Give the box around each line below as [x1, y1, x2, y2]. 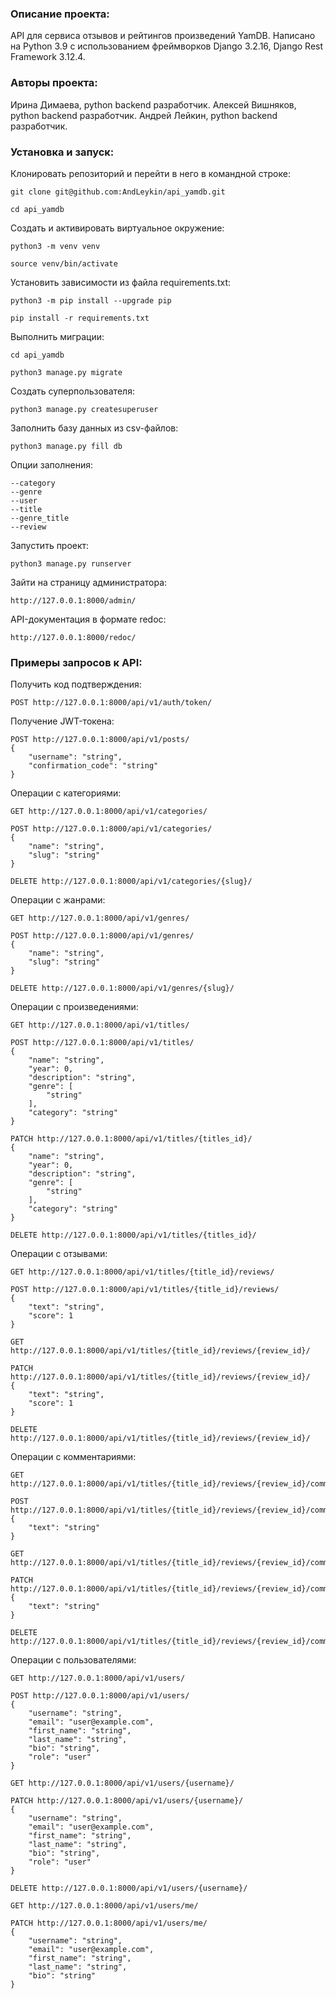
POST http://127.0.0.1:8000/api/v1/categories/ [10, 824, 213, 834]
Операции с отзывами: [10, 1248, 108, 1260]
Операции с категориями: [10, 787, 122, 799]
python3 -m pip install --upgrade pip [10, 295, 172, 306]
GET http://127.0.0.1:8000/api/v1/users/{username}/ [10, 1778, 235, 1789]
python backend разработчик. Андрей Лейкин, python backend [10, 109, 278, 121]
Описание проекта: [10, 7, 110, 21]
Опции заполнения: [10, 458, 93, 471]
